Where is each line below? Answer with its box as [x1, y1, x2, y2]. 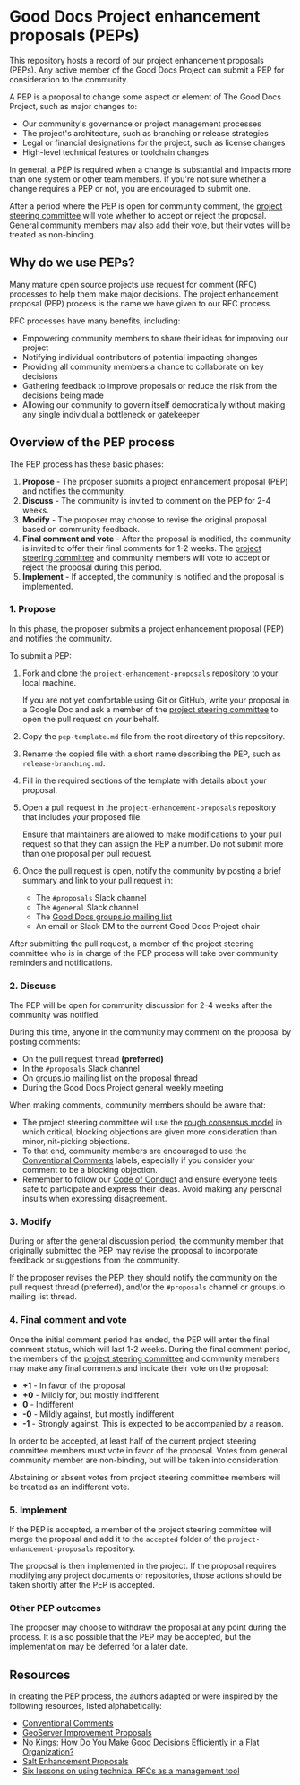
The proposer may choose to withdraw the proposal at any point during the [9, 1622, 287, 1633]
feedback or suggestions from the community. [9, 1255, 181, 1265]
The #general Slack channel [35, 901, 139, 912]
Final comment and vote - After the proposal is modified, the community [21, 533, 291, 544]
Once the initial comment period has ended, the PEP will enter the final [9, 1333, 270, 1345]
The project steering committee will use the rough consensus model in [21, 1117, 283, 1128]
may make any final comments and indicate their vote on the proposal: [9, 1362, 269, 1373]
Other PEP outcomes [9, 1601, 101, 1614]
